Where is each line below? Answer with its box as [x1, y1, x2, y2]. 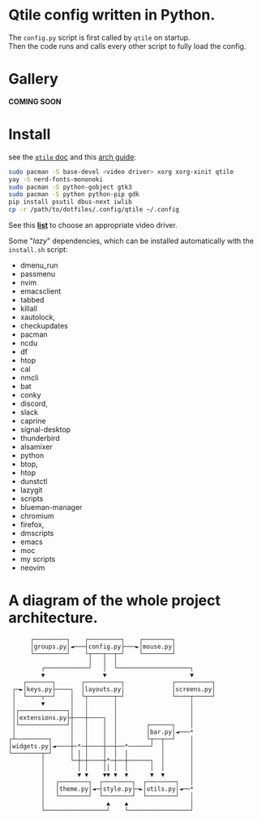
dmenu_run [19, 260, 58, 270]
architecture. [8, 608, 99, 627]
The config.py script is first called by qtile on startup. [8, 33, 191, 42]
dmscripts [19, 529, 54, 538]
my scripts [19, 555, 56, 564]
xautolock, [19, 312, 55, 322]
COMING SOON [8, 96, 62, 107]
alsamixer [19, 442, 53, 452]
